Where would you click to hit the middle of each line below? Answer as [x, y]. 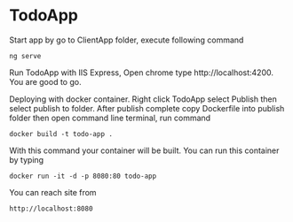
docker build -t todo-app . [61, 134]
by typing [27, 159]
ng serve [25, 56]
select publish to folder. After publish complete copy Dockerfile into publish [147, 108]
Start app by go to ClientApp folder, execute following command [127, 40]
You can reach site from [53, 192]
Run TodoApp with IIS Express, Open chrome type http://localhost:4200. [141, 73]
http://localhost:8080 [51, 209]
